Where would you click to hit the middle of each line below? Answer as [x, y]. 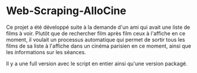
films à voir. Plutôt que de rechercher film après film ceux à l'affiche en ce [96, 33]
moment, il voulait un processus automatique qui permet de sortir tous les [96, 39]
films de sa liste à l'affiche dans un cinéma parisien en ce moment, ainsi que [99, 46]
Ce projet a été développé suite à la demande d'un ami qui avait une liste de [98, 27]
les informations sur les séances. [46, 52]
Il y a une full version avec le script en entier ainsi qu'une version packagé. [97, 64]
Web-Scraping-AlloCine [66, 11]
